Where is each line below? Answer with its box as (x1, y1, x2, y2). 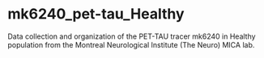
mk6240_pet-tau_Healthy (7, 5, 185, 23)
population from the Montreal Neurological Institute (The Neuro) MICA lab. (7, 39, 255, 49)
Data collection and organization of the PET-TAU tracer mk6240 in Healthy (7, 31, 256, 41)
